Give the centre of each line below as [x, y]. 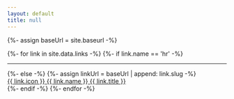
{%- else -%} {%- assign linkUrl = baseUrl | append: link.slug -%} [102, 73]
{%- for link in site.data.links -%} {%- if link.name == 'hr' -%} [95, 54]
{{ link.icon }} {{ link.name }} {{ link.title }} [67, 81]
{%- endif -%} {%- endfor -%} [51, 89]
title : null [24, 20]
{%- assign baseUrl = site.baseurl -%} [62, 40]
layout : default [31, 14]
